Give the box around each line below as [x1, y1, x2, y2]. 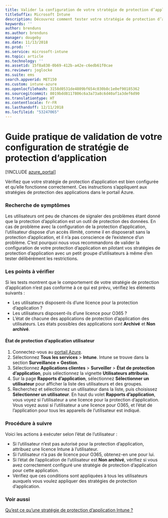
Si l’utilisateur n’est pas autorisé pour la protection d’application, [12, 440, 144, 446]
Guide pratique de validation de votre [5, 131, 162, 142]
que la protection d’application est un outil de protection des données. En [5, 218, 156, 224]
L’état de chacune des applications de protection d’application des [12, 315, 149, 321]
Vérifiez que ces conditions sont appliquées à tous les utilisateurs [12, 472, 147, 478]
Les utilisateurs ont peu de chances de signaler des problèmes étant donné [5, 213, 160, 219]
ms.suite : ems [5, 72, 35, 77]
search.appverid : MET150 [5, 77, 57, 82]
